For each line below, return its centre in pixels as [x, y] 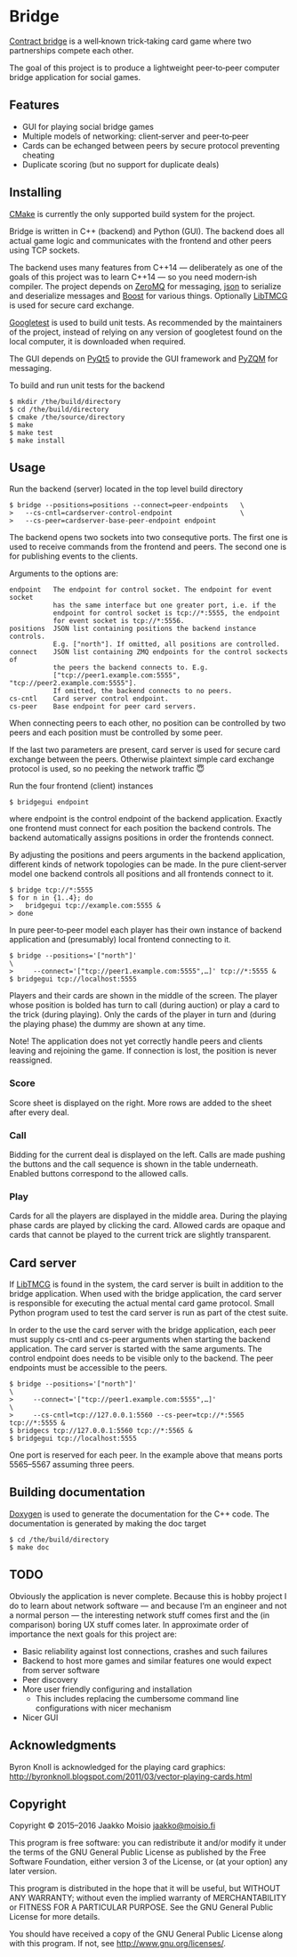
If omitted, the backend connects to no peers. [143, 691]
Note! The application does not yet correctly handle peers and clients [136, 1041]
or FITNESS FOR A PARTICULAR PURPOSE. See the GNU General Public [141, 1907]
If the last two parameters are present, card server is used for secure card [145, 750]
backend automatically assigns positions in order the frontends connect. [141, 837]
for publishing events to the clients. [73, 556]
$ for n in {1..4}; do [51, 898]
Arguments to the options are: [64, 574]
